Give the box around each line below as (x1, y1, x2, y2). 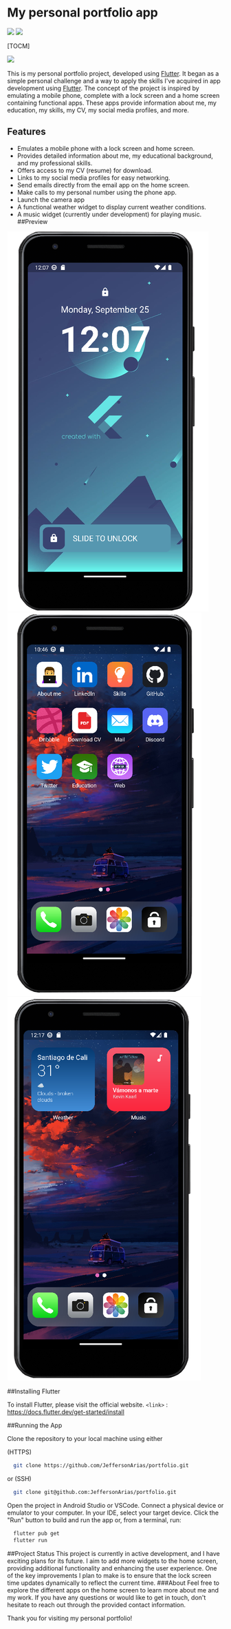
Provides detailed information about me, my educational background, (16, 152, 213, 160)
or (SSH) (7, 1474, 32, 1482)
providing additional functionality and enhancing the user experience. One (7, 1564, 218, 1573)
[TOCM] (7, 41, 30, 50)
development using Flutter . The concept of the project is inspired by (7, 84, 199, 92)
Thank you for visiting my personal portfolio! (7, 1614, 133, 1623)
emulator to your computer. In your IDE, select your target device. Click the (7, 1508, 219, 1517)
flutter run (13, 1537, 48, 1544)
